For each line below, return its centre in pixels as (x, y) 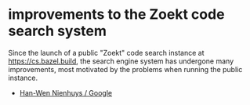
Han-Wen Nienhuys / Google (65, 92)
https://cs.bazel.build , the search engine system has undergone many (121, 61)
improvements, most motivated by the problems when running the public (125, 69)
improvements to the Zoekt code (116, 14)
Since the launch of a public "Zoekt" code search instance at (107, 52)
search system (58, 31)
